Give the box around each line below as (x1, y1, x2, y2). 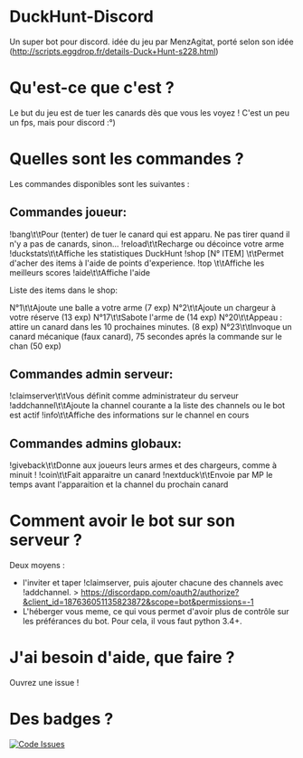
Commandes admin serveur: (9, 367, 174, 382)
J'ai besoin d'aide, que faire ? (9, 648, 235, 668)
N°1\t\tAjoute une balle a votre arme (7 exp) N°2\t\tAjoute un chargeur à (9, 302, 276, 313)
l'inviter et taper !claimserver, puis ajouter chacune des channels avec (22, 577, 284, 588)
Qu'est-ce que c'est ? (9, 78, 175, 98)
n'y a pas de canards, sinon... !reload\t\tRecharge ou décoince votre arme (9, 238, 285, 249)
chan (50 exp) (9, 341, 62, 351)
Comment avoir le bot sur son (9, 510, 235, 531)
